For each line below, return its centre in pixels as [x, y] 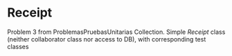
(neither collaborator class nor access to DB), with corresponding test [107, 39]
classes [18, 46]
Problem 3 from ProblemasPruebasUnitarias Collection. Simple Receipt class [116, 32]
